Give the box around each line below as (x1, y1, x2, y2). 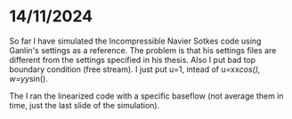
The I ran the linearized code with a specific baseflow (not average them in (9, 91, 284, 101)
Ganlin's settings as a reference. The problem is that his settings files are (9, 44, 277, 55)
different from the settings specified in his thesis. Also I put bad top (9, 54, 256, 65)
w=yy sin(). (9, 73, 49, 83)
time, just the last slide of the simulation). (9, 99, 160, 110)
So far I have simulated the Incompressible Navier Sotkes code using (9, 36, 262, 46)
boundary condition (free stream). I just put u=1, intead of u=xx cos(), (9, 64, 261, 75)
